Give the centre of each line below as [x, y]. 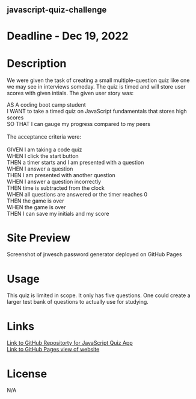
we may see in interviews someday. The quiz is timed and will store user [96, 86]
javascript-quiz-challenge [57, 10]
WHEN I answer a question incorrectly [54, 181]
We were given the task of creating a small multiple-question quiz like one [98, 80]
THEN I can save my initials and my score [58, 213]
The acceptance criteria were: [44, 137]
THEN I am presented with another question [61, 175]
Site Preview [39, 238]
